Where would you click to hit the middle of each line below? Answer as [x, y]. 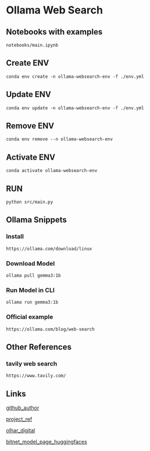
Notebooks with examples [54, 32]
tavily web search [32, 363]
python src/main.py [30, 202]
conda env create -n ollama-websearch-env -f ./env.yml [75, 77]
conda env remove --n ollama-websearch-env [60, 139]
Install [15, 236]
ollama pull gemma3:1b [33, 276]
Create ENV [28, 63]
